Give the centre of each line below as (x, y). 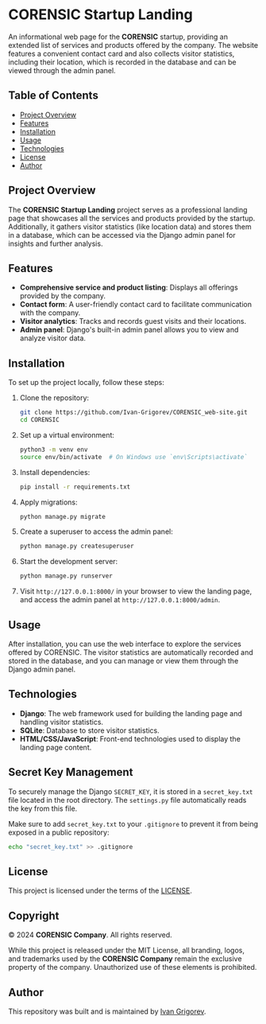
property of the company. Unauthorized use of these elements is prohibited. (133, 968)
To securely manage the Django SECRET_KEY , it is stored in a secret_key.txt (131, 791)
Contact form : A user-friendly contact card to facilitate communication (136, 305)
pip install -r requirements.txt (75, 487)
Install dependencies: (55, 472)
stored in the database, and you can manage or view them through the (123, 661)
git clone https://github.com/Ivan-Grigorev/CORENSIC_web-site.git (133, 413)
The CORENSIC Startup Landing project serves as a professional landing (128, 209)
